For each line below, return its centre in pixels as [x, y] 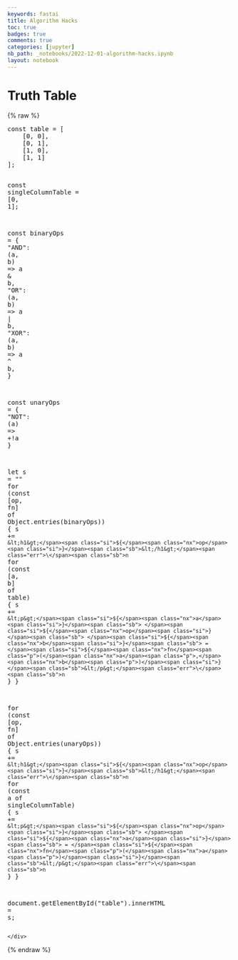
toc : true [22, 27]
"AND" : [19, 247]
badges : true [27, 34]
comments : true [30, 41]
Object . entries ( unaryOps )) [55, 743]
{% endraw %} [29, 949]
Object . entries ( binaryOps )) [56, 522]
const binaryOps [36, 233]
